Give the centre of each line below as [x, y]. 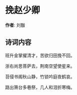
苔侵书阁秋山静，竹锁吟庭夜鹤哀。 [40, 76]
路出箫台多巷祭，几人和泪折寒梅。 [40, 87]
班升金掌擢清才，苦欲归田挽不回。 [40, 55]
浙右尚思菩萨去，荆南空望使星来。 [40, 66]
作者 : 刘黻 [15, 25]
